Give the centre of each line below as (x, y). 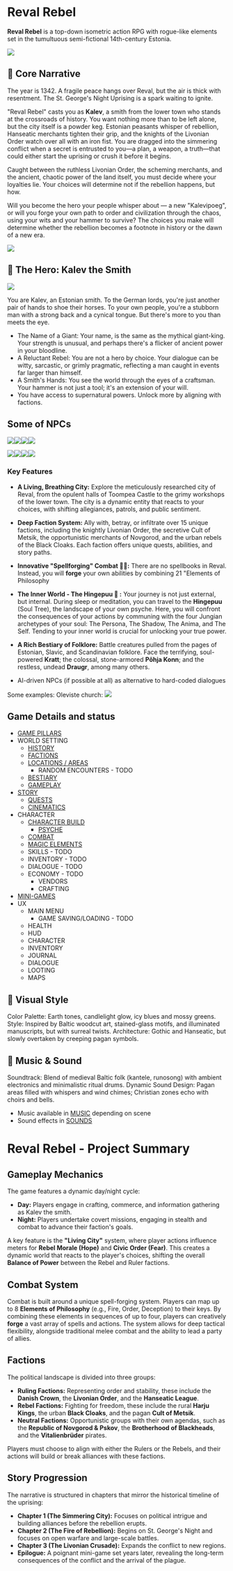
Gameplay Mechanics (55, 1175)
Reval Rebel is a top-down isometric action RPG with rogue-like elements (112, 31)
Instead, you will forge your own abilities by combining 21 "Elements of (119, 573)
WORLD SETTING (42, 741)
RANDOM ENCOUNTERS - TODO (86, 771)
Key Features (30, 471)
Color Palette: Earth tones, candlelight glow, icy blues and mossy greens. (112, 1017)
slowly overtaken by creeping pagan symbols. (73, 1039)
